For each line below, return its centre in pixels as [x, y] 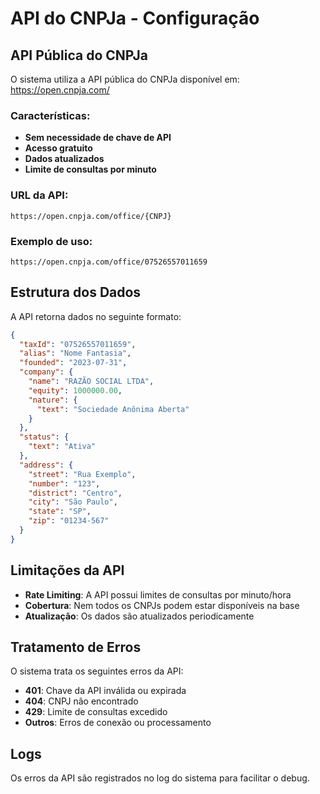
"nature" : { [53, 400]
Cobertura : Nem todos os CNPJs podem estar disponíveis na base [162, 605]
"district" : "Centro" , [75, 493]
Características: [50, 115]
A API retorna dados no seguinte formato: [96, 316]
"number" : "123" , [64, 483]
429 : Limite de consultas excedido [96, 712]
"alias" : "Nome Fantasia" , [75, 353]
